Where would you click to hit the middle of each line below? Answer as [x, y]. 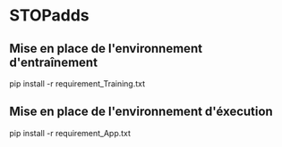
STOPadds [49, 16]
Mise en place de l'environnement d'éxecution [141, 112]
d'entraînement [54, 62]
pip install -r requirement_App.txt [70, 133]
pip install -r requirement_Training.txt [77, 84]
